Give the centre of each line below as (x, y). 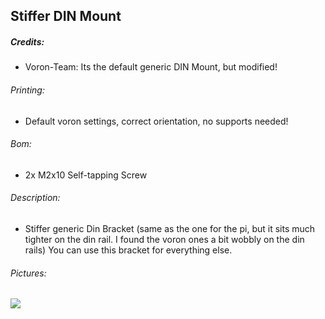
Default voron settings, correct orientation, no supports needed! (156, 121)
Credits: (27, 41)
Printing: (27, 90)
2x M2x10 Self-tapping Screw (86, 175)
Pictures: (28, 273)
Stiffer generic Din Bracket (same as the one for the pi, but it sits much (170, 228)
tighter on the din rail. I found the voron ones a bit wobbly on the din (164, 239)
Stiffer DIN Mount (66, 16)
